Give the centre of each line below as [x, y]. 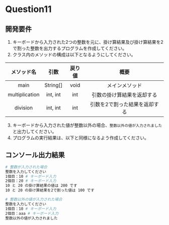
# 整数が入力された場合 [26, 167]
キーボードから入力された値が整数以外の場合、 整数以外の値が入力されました [87, 125]
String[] [54, 85]
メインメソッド [124, 85]
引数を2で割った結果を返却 [122, 104]
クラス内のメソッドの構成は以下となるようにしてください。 [74, 54]
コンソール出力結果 [35, 155]
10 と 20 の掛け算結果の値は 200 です [41, 186]
